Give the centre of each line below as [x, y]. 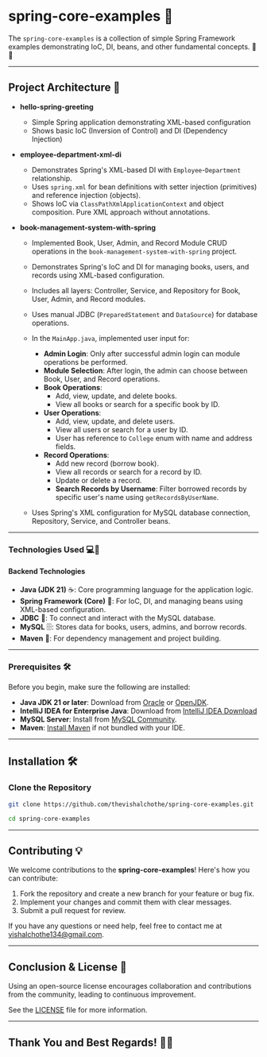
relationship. [52, 178]
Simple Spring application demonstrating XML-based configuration [141, 122]
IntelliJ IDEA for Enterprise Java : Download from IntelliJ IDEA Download [138, 711]
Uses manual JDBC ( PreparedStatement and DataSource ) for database [145, 314]
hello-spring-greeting [56, 106]
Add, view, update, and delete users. [115, 421]
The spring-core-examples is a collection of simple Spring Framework [122, 38]
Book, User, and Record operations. [102, 379]
